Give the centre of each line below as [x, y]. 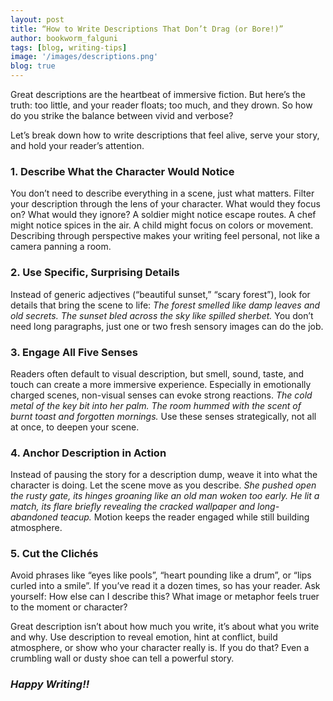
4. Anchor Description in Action [88, 453]
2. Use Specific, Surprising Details [95, 273]
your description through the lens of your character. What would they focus [165, 204]
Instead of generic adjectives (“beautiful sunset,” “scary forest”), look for [160, 294]
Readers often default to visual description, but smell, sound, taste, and [157, 373]
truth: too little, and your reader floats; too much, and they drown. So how [161, 105]
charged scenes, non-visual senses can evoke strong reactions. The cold [161, 395]
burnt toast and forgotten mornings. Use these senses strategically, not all [163, 416]
